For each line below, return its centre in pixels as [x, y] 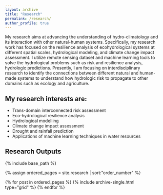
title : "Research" [24, 14]
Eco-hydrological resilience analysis [48, 116]
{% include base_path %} [31, 163]
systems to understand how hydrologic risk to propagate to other [83, 78]
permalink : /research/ [28, 18]
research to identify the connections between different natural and [72, 73]
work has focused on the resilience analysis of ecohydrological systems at [80, 47]
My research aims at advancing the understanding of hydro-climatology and [82, 37]
